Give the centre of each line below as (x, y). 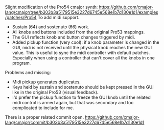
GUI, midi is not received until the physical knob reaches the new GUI (82, 47)
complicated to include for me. (43, 108)
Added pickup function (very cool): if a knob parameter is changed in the (86, 42)
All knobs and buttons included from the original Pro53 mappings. (79, 32)
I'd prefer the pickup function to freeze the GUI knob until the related (81, 97)
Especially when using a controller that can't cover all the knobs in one (83, 58)
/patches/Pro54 (21, 17)
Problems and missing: (28, 72)
